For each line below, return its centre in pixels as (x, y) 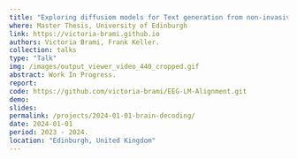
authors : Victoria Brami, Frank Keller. (85, 42)
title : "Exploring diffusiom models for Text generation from (126, 17)
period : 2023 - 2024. (49, 132)
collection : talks (43, 50)
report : (23, 83)
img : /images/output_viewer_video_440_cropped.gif (104, 67)
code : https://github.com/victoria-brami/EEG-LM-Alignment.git (128, 91)
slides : (23, 108)
